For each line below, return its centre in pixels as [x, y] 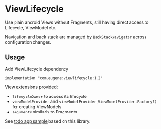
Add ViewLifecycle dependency [37, 69]
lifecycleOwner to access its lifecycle [49, 96]
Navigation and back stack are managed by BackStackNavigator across [76, 37]
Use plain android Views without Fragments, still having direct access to [77, 22]
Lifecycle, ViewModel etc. [31, 27]
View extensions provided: [32, 87]
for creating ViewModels [37, 106]
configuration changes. [28, 42]
